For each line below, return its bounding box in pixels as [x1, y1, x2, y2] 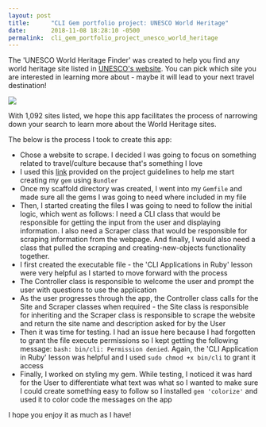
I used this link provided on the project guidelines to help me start [19, 167, 234, 177]
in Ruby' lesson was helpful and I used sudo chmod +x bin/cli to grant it [19, 352, 256, 362]
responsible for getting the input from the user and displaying [19, 217, 221, 227]
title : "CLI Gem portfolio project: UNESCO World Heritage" [8, 19, 229, 27]
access [19, 361, 44, 371]
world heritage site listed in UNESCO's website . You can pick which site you [8, 64, 256, 74]
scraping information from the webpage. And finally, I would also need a [19, 235, 256, 244]
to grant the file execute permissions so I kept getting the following [19, 336, 239, 345]
